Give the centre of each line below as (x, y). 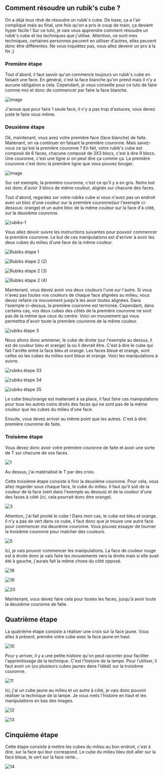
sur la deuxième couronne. (32, 213)
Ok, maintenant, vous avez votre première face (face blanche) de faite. (76, 138)
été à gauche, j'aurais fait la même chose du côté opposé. (63, 561)
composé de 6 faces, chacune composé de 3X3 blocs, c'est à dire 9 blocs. (80, 153)
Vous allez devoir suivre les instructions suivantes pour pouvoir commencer (81, 232)
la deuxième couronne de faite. (36, 604)
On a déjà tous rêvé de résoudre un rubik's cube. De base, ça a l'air (73, 20)
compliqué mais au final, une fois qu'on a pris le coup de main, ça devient (79, 25)
